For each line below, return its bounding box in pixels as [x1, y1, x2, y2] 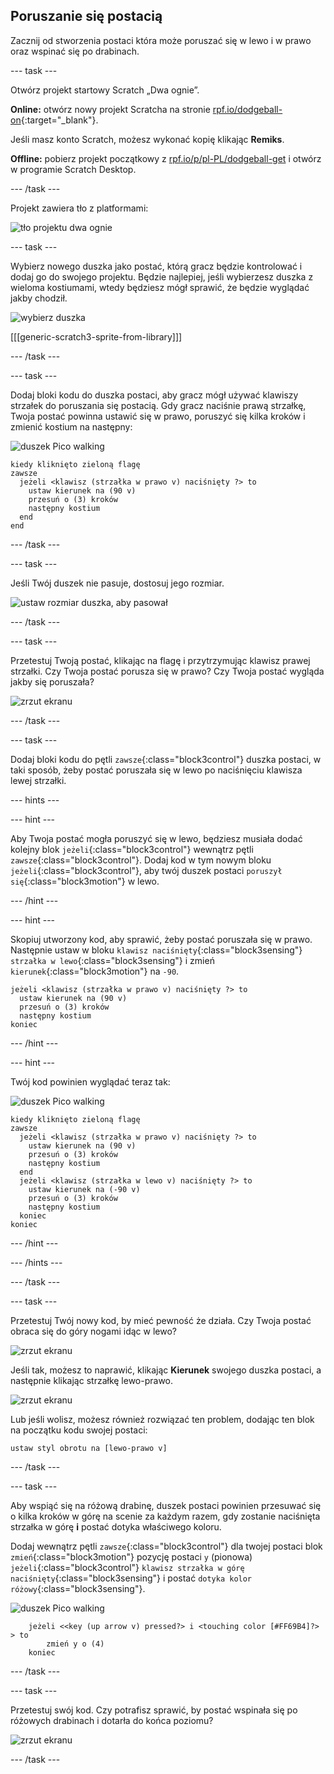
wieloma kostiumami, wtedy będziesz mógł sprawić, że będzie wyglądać [10, 281, 310, 293]
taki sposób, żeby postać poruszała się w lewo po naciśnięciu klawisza [10, 764, 303, 776]
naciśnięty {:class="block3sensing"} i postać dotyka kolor [10, 1572, 253, 1584]
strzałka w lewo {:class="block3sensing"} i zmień [10, 954, 215, 966]
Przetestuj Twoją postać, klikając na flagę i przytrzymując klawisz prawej [10, 654, 311, 666]
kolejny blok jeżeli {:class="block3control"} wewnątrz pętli [10, 843, 254, 855]
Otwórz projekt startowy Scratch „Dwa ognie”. [10, 84, 200, 96]
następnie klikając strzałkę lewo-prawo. [10, 1374, 174, 1386]
